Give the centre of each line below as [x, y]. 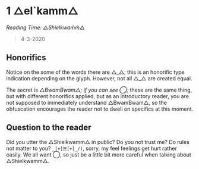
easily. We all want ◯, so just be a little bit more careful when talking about [99, 154]
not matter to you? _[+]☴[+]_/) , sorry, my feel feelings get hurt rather [91, 148]
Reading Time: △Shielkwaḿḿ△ [45, 27]
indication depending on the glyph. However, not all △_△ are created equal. [99, 78]
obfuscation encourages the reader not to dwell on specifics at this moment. [100, 109]
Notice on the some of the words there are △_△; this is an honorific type [96, 72]
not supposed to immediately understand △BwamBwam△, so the [87, 102]
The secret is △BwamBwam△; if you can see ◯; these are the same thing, [99, 90]
